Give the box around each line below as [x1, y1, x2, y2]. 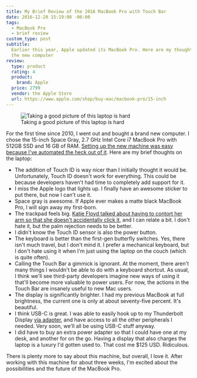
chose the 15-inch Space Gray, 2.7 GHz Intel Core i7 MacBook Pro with [6, 136, 177, 143]
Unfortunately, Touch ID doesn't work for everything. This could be [14, 172, 177, 179]
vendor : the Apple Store [11, 91, 72, 96]
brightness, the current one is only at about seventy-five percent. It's [14, 297, 181, 305]
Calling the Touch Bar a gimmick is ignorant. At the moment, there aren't [14, 260, 189, 267]
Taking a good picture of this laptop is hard [21, 118, 125, 125]
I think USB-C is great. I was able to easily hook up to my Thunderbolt [14, 310, 184, 317]
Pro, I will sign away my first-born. [14, 203, 98, 210]
